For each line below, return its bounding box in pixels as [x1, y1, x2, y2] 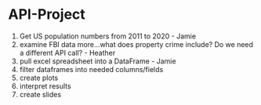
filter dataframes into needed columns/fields [19, 64, 164, 74]
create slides [19, 89, 61, 99]
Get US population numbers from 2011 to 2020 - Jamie [19, 31, 197, 41]
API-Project [8, 5, 86, 24]
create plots [19, 73, 59, 82]
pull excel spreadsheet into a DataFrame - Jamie [19, 56, 176, 66]
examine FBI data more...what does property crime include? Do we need [19, 39, 253, 49]
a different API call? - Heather [19, 48, 116, 57]
